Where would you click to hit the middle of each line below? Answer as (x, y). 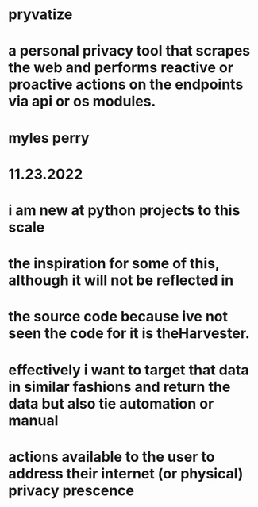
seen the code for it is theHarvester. (129, 334)
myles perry (49, 138)
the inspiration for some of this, (114, 264)
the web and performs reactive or (121, 68)
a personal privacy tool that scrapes (129, 51)
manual (33, 420)
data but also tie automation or (111, 403)
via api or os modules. (82, 102)
